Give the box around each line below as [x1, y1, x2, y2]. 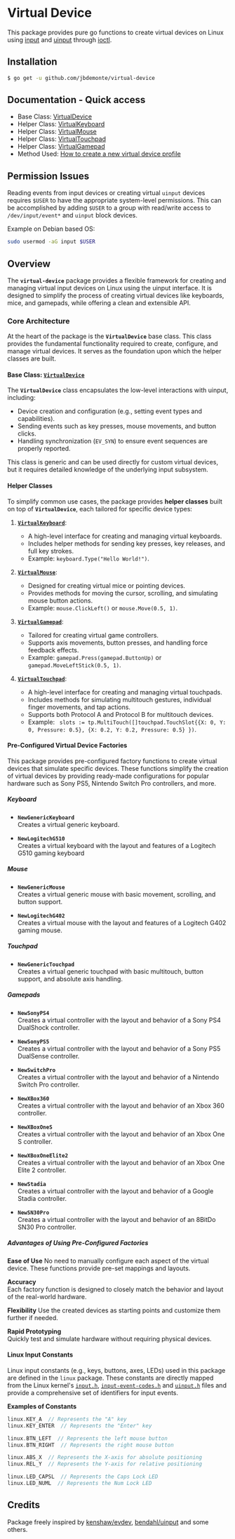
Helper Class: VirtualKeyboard [17, 120, 105, 128]
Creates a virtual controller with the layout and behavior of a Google [17, 1187, 214, 1195]
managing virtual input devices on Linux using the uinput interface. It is [7, 283, 213, 292]
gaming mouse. [17, 926, 63, 934]
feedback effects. [27, 645, 79, 654]
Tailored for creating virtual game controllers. [27, 631, 159, 639]
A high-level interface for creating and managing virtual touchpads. [27, 687, 222, 696]
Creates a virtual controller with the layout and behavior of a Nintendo [17, 1073, 220, 1081]
